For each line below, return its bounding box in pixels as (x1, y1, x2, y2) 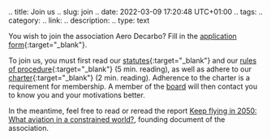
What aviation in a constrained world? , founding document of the (8, 115, 226, 124)
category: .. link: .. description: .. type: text (8, 15, 150, 25)
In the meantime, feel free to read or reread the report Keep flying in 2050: (8, 106, 257, 115)
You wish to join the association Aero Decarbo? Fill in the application (8, 32, 237, 41)
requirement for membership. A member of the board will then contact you (8, 81, 258, 91)
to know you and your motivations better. (8, 90, 146, 100)
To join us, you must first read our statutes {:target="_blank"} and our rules (8, 56, 257, 65)
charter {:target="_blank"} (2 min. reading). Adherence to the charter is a (8, 73, 250, 82)
